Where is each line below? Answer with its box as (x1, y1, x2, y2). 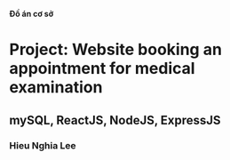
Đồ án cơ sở (9, 9, 54, 19)
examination (9, 77, 103, 98)
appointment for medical (9, 59, 195, 79)
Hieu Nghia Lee (9, 139, 76, 151)
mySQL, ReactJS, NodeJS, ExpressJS (9, 112, 221, 128)
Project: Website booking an (9, 40, 222, 60)
